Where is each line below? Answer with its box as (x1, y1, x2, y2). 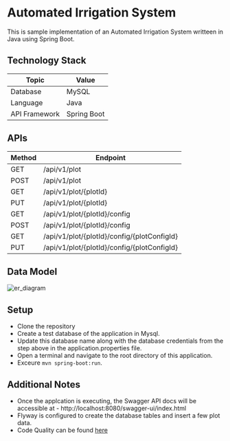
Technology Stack (7, 55, 87, 67)
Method (10, 152, 37, 162)
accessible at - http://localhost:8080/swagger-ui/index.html (16, 404, 187, 412)
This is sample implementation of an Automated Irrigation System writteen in (7, 27, 224, 36)
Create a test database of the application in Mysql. (16, 330, 160, 338)
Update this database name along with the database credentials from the (16, 337, 224, 345)
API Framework (10, 109, 60, 118)
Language (10, 98, 43, 107)
